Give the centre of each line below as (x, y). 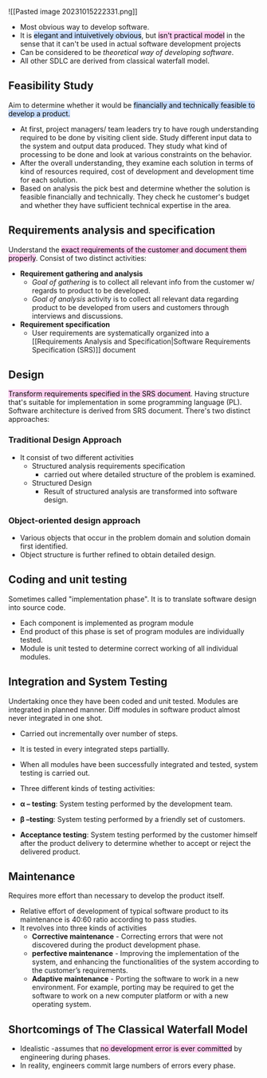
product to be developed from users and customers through (130, 307)
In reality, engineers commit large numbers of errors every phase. (128, 1066)
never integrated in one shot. (56, 718)
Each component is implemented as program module (106, 623)
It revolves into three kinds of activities (83, 928)
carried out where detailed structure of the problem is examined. (150, 474)
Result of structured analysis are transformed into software (140, 491)
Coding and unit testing (68, 580)
